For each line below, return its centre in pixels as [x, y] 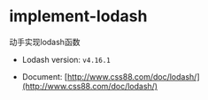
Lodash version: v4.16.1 [66, 59]
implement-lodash [78, 16]
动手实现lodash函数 [45, 42]
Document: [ [45, 76]
